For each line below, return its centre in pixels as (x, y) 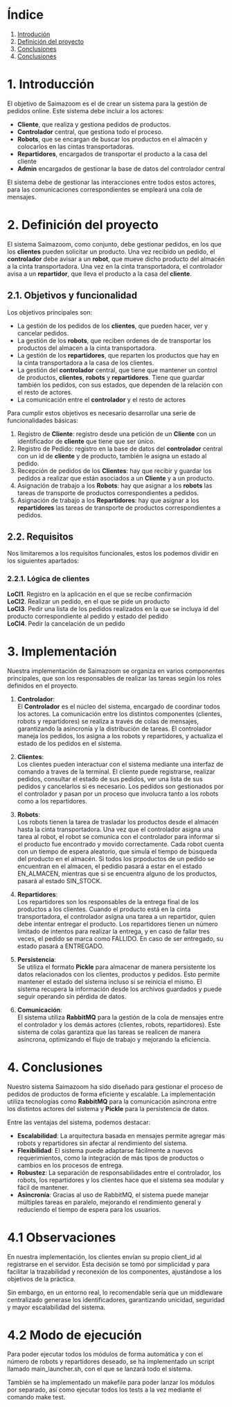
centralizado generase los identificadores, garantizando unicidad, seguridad (116, 1299)
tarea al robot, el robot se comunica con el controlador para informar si (118, 836)
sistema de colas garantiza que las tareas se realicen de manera (109, 1032)
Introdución (34, 34)
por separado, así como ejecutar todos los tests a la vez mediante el (105, 1390)
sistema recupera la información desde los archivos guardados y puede (119, 989)
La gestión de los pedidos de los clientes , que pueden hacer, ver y (113, 326)
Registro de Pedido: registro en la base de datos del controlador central (120, 449)
